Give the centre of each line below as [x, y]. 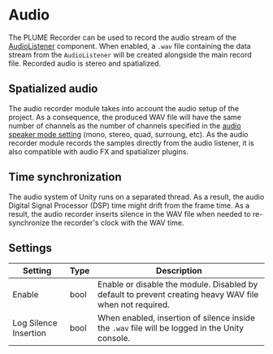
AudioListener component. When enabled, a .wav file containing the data [130, 45]
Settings [30, 248]
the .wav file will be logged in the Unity [170, 328]
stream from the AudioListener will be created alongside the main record [130, 54]
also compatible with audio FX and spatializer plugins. [99, 151]
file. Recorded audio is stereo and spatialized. [84, 63]
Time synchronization [65, 177]
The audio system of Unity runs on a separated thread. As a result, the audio [136, 196]
